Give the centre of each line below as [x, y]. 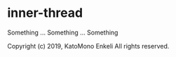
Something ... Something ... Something [63, 32]
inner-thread [45, 13]
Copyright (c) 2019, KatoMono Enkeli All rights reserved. [88, 46]
